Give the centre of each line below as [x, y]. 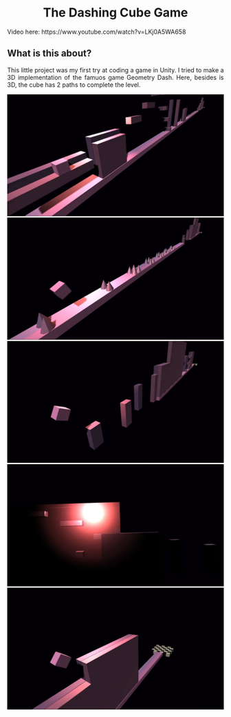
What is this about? [49, 53]
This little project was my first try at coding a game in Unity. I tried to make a [115, 70]
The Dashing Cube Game [115, 13]
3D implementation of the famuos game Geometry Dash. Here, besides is [115, 77]
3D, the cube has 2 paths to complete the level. [74, 85]
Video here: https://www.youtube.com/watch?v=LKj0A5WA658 [97, 32]
